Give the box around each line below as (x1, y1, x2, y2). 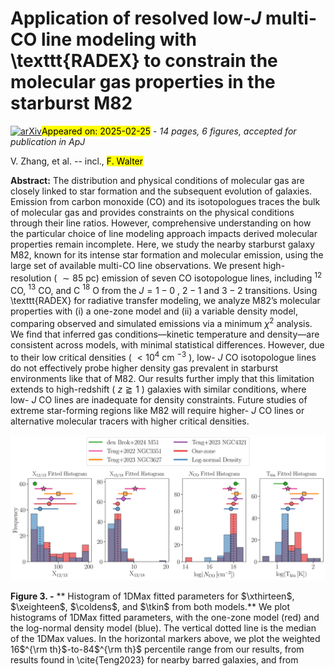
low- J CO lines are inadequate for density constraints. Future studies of (10, 393, 308, 406)
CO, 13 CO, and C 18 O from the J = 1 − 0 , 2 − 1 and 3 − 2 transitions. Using (10, 282, 318, 296)
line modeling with (40, 28, 197, 51)
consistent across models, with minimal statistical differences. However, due (10, 338, 325, 351)
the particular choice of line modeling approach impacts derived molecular (10, 227, 318, 239)
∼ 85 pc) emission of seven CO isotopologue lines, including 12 (61, 270, 323, 284)
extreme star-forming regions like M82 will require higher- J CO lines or (10, 404, 305, 416)
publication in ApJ (10, 135, 86, 147)
